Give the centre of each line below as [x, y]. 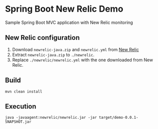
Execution [21, 106]
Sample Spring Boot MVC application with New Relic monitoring [69, 22]
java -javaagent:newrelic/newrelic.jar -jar [51, 118]
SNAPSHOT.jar [18, 122]
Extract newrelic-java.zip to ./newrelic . [53, 55]
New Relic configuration [42, 38]
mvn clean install [24, 92]
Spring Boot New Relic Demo [64, 9]
